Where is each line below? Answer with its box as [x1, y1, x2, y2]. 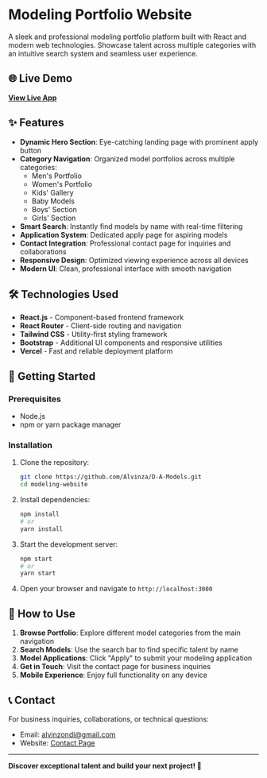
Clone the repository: [19, 458, 90, 467]
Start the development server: [19, 539, 118, 549]
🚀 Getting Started [8, 370, 96, 383]
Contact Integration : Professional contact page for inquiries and [19, 238, 231, 248]
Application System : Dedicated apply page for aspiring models [19, 230, 228, 239]
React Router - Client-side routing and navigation [19, 321, 182, 331]
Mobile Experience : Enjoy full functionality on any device [19, 670, 208, 680]
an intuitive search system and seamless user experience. [8, 48, 199, 58]
